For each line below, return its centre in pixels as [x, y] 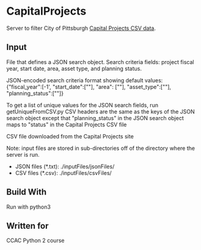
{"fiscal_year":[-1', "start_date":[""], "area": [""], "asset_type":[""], [89, 87]
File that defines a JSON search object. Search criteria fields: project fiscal [100, 62]
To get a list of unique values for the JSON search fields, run [82, 105]
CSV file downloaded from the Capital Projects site [70, 136]
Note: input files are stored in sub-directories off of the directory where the [101, 148]
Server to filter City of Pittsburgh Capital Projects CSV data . [81, 28]
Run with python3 [28, 207]
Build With [27, 192]
